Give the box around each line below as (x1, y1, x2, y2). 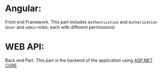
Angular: (5, 3, 42, 14)
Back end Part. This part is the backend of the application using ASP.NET (5, 57, 153, 63)
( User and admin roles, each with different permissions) (5, 24, 116, 30)
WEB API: (5, 41, 45, 53)
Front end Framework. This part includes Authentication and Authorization (5, 19, 158, 25)
